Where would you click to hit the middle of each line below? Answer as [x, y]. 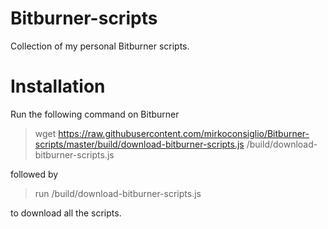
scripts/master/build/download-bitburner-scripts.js [139, 144]
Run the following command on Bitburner [95, 114]
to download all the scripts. [66, 213]
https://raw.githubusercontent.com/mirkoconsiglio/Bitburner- [184, 133]
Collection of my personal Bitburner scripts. [100, 46]
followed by [34, 174]
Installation [58, 86]
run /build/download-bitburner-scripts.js [118, 193]
